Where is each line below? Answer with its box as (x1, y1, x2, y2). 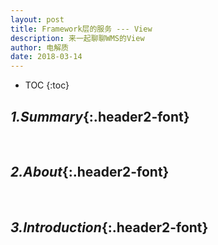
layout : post (10, 14, 65, 25)
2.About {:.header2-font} (10, 164, 170, 181)
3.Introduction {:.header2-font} (10, 219, 209, 236)
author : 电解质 (10, 42, 69, 53)
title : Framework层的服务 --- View (10, 24, 153, 34)
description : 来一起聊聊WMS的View (10, 33, 145, 43)
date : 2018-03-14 (10, 52, 83, 62)
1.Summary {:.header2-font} (10, 108, 190, 125)
